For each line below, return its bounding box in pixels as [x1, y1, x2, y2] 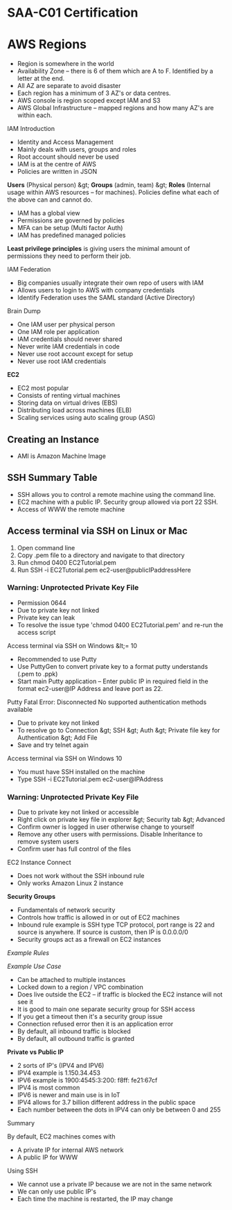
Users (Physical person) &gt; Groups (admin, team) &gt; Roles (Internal [7, 181, 211, 189]
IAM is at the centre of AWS [17, 160, 97, 168]
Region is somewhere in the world [17, 60, 114, 68]
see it [17, 998, 33, 1006]
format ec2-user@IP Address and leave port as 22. [17, 684, 163, 692]
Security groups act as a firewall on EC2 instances [17, 936, 161, 944]
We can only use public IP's [17, 1187, 97, 1196]
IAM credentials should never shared [17, 335, 123, 344]
